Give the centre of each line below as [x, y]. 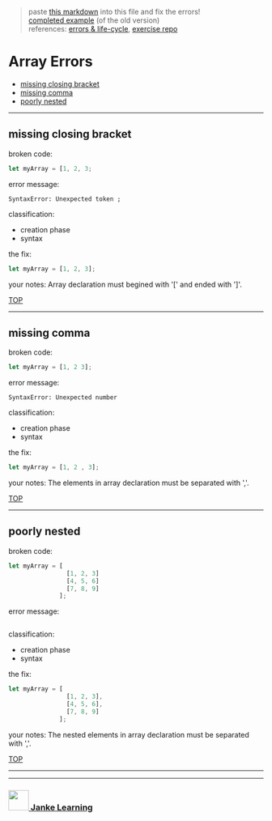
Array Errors [51, 62]
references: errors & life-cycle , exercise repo [103, 29]
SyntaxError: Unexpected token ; [65, 199]
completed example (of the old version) [94, 20]
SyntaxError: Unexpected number [63, 398]
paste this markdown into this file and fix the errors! [114, 12]
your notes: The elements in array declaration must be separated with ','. [129, 483]
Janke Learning [62, 807]
